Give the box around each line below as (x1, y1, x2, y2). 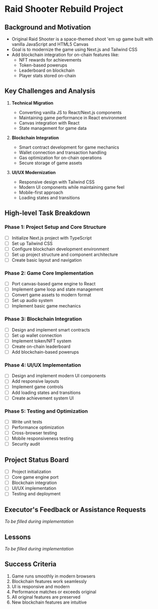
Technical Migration (11, 100, 54, 106)
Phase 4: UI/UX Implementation (4, 362, 81, 368)
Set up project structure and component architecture (11, 251, 118, 257)
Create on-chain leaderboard (11, 343, 70, 349)
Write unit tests (11, 419, 43, 425)
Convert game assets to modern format (11, 292, 91, 298)
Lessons (4, 533, 31, 541)
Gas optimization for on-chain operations (19, 154, 102, 160)
